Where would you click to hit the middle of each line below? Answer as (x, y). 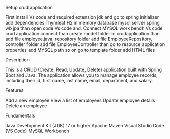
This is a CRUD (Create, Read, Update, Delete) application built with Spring (83, 69)
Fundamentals (20, 115)
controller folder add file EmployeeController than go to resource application (85, 44)
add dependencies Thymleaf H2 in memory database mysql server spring (83, 23)
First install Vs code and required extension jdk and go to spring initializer (82, 17)
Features (15, 90)
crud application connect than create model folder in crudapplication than (82, 33)
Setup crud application (29, 7)
